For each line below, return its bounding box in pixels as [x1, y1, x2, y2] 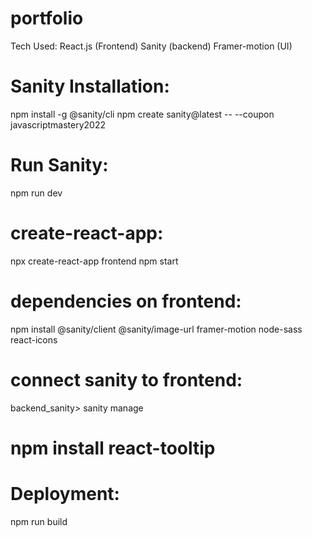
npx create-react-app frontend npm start [10, 255, 179, 267]
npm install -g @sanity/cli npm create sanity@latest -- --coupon [10, 108, 275, 120]
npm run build [10, 515, 68, 527]
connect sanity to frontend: [10, 368, 243, 391]
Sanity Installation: [10, 75, 170, 98]
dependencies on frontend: [10, 290, 242, 312]
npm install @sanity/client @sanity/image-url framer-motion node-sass [10, 323, 303, 335]
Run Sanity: [10, 154, 109, 177]
